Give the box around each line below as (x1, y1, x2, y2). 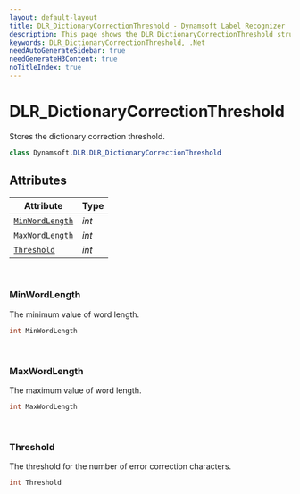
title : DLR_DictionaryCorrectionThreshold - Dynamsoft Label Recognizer (9, 21, 286, 30)
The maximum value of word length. (9, 385, 142, 396)
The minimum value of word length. (9, 309, 140, 320)
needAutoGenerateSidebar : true (9, 46, 126, 55)
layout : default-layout (9, 13, 98, 22)
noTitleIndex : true (9, 63, 82, 72)
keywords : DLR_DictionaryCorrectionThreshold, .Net (9, 38, 205, 47)
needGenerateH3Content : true (9, 54, 118, 63)
